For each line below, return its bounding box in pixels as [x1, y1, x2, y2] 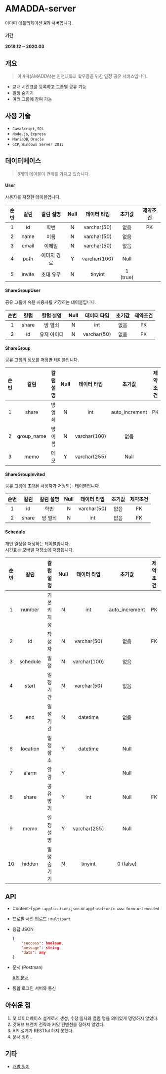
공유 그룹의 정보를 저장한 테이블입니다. [5, 357, 79, 363]
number [21, 606, 40, 613]
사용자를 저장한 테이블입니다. [5, 194, 61, 200]
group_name [17, 433, 46, 440]
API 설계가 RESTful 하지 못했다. [12, 1027, 74, 1033]
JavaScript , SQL [12, 125, 44, 131]
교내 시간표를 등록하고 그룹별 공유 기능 [12, 84, 86, 90]
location [20, 745, 40, 752]
